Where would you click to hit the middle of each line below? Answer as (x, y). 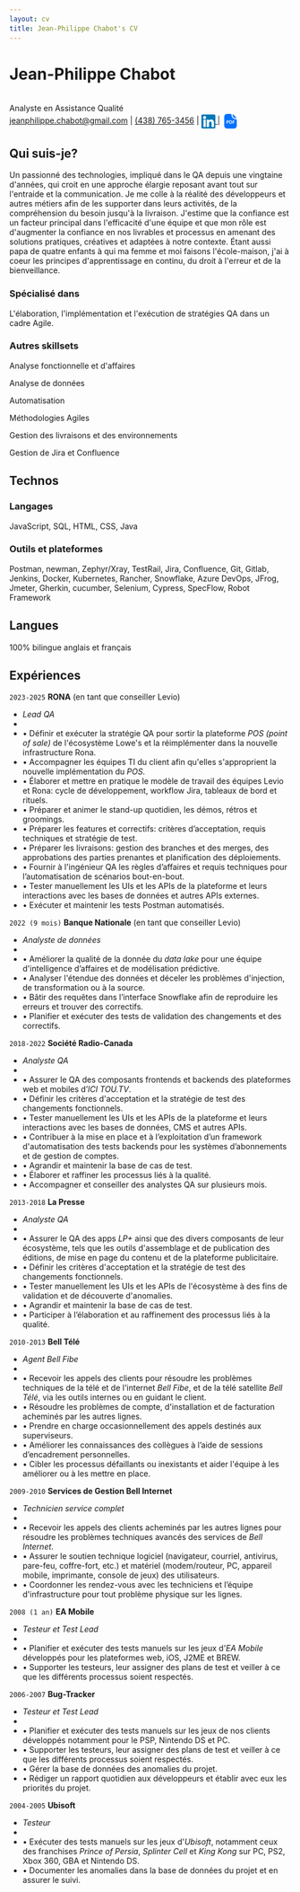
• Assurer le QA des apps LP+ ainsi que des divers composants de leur (153, 1238)
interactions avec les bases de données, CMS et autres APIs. (135, 1128)
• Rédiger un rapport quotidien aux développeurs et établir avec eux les (154, 1779)
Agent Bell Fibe (50, 1360)
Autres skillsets (44, 346)
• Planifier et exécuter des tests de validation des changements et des (152, 1016)
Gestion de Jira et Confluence (64, 453)
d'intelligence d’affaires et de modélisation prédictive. (121, 969)
